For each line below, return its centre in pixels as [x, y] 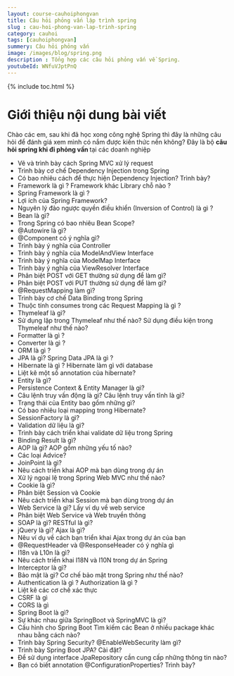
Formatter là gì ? [41, 335]
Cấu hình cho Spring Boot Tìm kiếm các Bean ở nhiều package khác [116, 627]
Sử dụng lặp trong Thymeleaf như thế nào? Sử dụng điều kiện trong [115, 320]
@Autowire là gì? [42, 231]
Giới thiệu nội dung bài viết [87, 115]
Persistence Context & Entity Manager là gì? [81, 388]
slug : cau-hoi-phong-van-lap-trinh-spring [72, 27]
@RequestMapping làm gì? [56, 290]
